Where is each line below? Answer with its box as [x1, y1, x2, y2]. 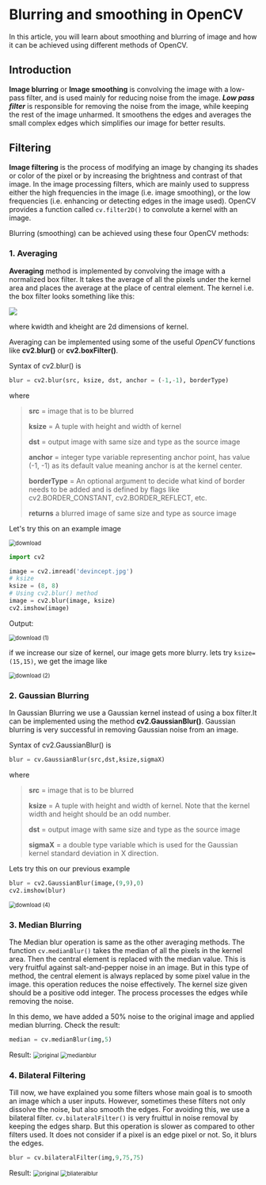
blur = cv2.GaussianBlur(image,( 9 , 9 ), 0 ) [9, 879, 145, 887]
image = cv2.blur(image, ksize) [9, 597, 116, 605]
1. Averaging [9, 248, 58, 259]
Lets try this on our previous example [9, 864, 131, 874]
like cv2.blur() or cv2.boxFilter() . [9, 345, 119, 355]
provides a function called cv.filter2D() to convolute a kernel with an [9, 204, 238, 214]
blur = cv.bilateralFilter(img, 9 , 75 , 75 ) [9, 1154, 145, 1162]
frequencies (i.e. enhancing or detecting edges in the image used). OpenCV [9, 196, 256, 206]
